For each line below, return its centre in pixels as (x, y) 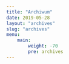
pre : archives (46, 52)
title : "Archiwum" (29, 12)
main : (24, 40)
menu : (13, 35)
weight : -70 (43, 46)
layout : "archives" (31, 23)
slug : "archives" (28, 29)
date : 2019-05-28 (28, 18)
